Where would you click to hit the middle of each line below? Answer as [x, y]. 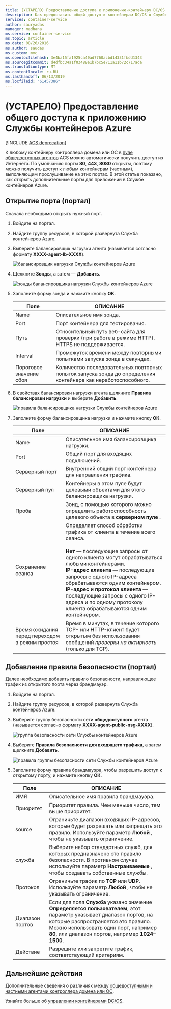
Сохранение [31, 567]
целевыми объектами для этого [105, 490]
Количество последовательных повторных [109, 367]
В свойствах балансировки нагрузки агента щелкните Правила [82, 393]
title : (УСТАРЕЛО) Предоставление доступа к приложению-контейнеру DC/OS [85, 10]
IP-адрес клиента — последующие [110, 570]
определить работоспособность [106, 511]
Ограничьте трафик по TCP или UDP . [95, 881]
